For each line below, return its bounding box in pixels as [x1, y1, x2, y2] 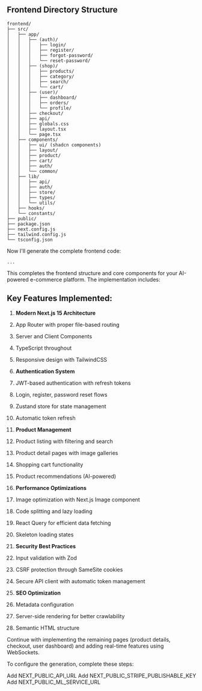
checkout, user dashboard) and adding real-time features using [7, 642, 164, 649]
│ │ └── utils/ [7, 200, 56, 206]
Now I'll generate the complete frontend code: [7, 247, 121, 255]
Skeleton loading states [15, 531, 74, 538]
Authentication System [15, 367, 75, 375]
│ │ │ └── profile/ [7, 105, 72, 111]
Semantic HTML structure [15, 624, 80, 631]
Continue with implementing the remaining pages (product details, [7, 636, 171, 643]
